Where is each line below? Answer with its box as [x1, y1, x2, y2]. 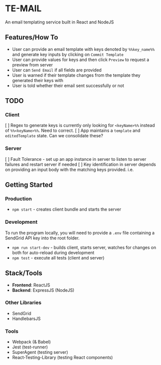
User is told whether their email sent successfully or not [12, 83, 125, 88]
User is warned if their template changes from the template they [12, 72, 141, 78]
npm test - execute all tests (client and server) [12, 255, 105, 260]
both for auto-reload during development [12, 250, 95, 256]
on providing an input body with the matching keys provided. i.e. [5, 167, 134, 172]
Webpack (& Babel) [12, 339, 51, 345]
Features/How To [5, 33, 58, 42]
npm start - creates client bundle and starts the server [12, 206, 122, 213]
